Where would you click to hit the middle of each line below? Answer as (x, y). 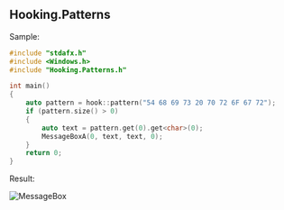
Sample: (25, 36)
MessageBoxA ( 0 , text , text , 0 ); (103, 136)
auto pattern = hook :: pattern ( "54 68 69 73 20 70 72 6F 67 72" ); (151, 103)
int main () (30, 86)
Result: (22, 178)
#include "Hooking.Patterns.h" (68, 70)
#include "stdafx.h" (48, 53)
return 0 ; (44, 153)
